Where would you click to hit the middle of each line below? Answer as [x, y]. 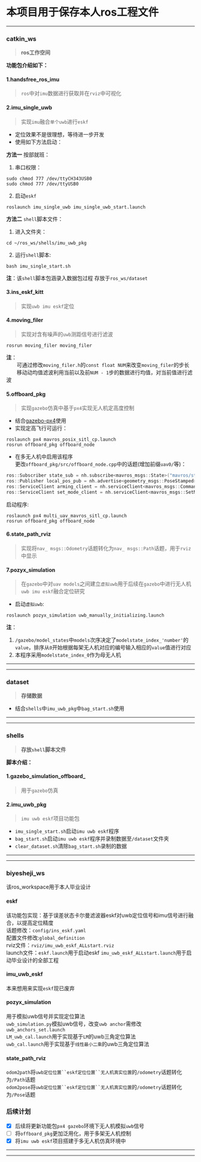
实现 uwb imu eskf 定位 [48, 306]
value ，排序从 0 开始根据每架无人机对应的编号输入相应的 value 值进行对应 [103, 648]
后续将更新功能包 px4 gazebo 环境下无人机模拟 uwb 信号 [80, 1125]
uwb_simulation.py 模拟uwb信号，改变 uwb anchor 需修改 [74, 1024]
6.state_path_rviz [29, 534]
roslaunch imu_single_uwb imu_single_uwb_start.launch [76, 207]
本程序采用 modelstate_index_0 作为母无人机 [68, 655]
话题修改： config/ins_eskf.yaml [46, 930]
